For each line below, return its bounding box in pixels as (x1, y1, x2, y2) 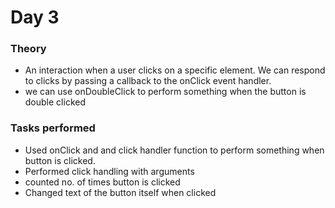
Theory (10, 42, 47, 56)
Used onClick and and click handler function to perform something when (24, 144, 325, 156)
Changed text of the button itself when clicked (24, 186, 217, 198)
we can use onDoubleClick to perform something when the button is (24, 86, 307, 98)
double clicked (24, 96, 86, 108)
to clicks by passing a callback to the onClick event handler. (24, 75, 272, 87)
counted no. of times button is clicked (24, 176, 181, 188)
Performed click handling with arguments (24, 165, 195, 177)
